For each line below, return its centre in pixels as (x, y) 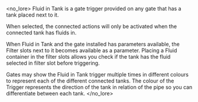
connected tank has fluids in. (41, 33)
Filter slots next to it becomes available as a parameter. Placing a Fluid (92, 50)
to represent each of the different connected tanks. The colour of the (90, 81)
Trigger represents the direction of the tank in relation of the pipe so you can (99, 87)
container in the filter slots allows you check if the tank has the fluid (88, 57)
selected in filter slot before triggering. (53, 63)
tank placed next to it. (33, 15)
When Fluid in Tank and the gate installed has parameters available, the (93, 44)
